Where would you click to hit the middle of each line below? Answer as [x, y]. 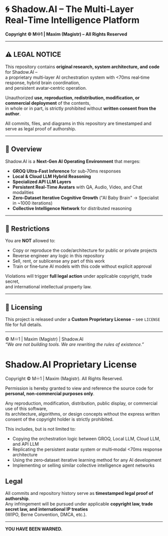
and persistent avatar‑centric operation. [46, 88]
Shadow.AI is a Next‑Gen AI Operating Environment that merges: [73, 161]
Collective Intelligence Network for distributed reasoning [72, 208]
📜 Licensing [24, 307]
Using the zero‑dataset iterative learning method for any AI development [87, 460]
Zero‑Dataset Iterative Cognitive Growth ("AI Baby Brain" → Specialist [85, 198]
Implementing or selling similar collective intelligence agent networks [83, 465]
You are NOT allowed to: [30, 241]
